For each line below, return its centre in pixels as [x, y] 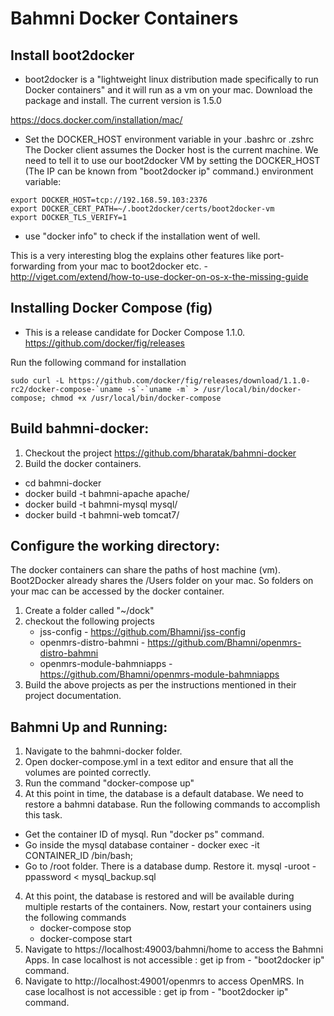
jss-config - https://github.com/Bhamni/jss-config [142, 632]
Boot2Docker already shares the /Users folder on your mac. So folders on [162, 581]
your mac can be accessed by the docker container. [117, 591]
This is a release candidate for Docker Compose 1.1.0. [135, 332]
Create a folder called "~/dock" [89, 611]
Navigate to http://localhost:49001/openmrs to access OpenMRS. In [164, 981]
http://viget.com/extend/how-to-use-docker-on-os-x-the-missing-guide [159, 276]
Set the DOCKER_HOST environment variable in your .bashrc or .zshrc [169, 139]
